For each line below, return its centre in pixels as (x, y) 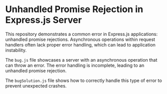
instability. (16, 50)
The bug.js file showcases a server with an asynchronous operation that (81, 60)
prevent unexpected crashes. (36, 86)
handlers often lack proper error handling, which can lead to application (80, 44)
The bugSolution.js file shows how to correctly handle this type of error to (83, 80)
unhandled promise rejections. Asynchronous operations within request (80, 39)
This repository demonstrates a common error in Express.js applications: (81, 34)
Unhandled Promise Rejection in (74, 9)
